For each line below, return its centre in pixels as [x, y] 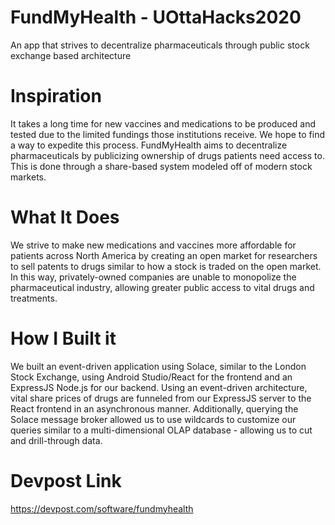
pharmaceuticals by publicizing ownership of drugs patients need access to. [167, 155]
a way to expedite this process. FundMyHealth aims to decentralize [149, 145]
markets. [28, 177]
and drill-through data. [56, 440]
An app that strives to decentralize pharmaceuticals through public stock [160, 45]
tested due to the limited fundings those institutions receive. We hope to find [168, 134]
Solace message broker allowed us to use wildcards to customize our [153, 419]
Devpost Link [66, 480]
